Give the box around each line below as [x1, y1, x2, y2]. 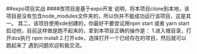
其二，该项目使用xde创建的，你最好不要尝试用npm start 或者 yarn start [17, 20, 190, 26]
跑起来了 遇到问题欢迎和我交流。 [6, 42, 85, 49]
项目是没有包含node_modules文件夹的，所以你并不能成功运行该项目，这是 [6, 12, 186, 19]
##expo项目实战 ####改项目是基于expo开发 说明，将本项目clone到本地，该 [6, 5, 190, 12]
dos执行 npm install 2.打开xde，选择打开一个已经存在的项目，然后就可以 [11, 35, 187, 41]
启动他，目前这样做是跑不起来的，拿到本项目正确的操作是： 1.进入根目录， [6, 27, 186, 34]
